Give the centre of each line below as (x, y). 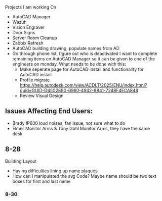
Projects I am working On (31, 7)
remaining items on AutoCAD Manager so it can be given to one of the (83, 59)
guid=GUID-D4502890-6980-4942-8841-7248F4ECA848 (79, 90)
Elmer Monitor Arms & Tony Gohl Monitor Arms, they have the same (81, 128)
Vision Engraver (28, 27)
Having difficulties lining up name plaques (55, 171)
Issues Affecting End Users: (49, 111)
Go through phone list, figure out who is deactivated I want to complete (85, 53)
